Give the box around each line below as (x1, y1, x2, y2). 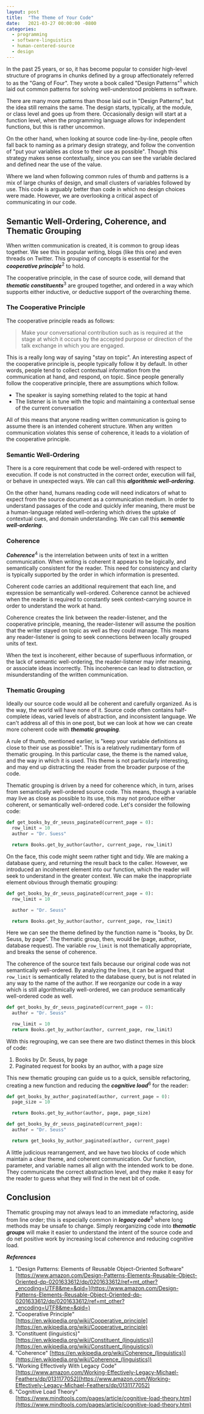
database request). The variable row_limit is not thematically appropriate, (6, 942, 192, 950)
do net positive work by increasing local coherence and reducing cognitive (6, 1235, 194, 1242)
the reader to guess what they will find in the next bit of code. (6, 1174, 161, 1181)
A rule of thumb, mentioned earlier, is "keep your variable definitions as (6, 738, 185, 745)
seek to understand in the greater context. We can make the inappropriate (6, 872, 192, 880)
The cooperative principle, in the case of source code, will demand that (6, 274, 186, 281)
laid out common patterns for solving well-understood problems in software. (6, 86, 198, 93)
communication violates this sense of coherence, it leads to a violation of (6, 429, 190, 436)
